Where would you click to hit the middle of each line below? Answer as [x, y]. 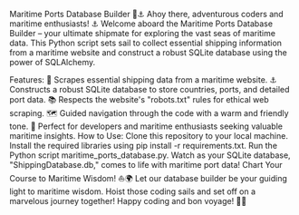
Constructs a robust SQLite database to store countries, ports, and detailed [149, 89]
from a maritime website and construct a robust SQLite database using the [148, 53]
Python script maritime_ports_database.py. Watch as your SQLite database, [150, 155]
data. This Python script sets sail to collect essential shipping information [146, 43]
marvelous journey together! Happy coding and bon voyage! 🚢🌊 [128, 201]
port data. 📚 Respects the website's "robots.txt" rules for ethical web [139, 99]
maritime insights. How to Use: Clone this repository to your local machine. [149, 136]
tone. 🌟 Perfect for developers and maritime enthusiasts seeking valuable [146, 126]
